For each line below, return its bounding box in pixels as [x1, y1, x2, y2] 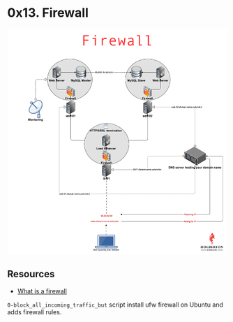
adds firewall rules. [7, 307, 62, 316]
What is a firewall [17, 286, 68, 295]
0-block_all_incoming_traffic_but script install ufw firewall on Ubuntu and [7, 300, 223, 309]
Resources [7, 268, 55, 280]
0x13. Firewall [7, 5, 89, 21]
